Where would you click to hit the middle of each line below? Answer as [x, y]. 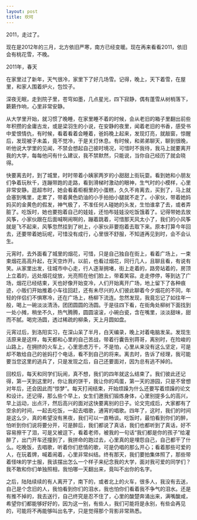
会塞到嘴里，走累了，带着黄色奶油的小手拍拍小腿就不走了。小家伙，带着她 [96, 197]
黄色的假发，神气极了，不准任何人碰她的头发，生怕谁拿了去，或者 [106, 204]
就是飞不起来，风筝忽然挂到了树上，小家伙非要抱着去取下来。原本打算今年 [96, 226]
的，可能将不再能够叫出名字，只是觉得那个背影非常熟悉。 [75, 511]
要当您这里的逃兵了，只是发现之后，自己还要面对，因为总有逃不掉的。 [91, 361]
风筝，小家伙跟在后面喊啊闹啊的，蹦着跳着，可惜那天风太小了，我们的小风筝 [98, 219]
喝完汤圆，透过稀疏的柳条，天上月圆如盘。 [78, 320]
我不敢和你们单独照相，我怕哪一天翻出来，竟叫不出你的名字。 [81, 469]
